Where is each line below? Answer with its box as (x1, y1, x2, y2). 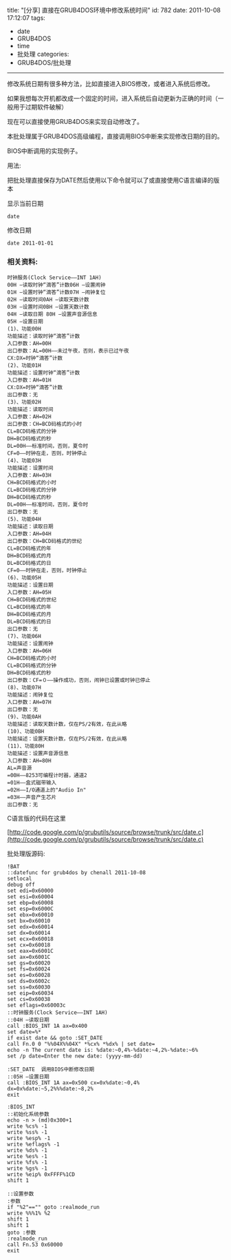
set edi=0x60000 (7, 887, 54, 894)
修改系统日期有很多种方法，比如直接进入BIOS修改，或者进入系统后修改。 (7, 80, 214, 87)
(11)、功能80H (7, 743, 45, 750)
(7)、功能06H (7, 633, 41, 640)
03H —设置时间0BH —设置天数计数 (7, 304, 89, 311)
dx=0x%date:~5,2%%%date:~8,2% (7, 1086, 94, 1093)
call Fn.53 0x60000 (7, 1241, 63, 1248)
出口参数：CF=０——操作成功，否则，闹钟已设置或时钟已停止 (7, 677, 151, 684)
